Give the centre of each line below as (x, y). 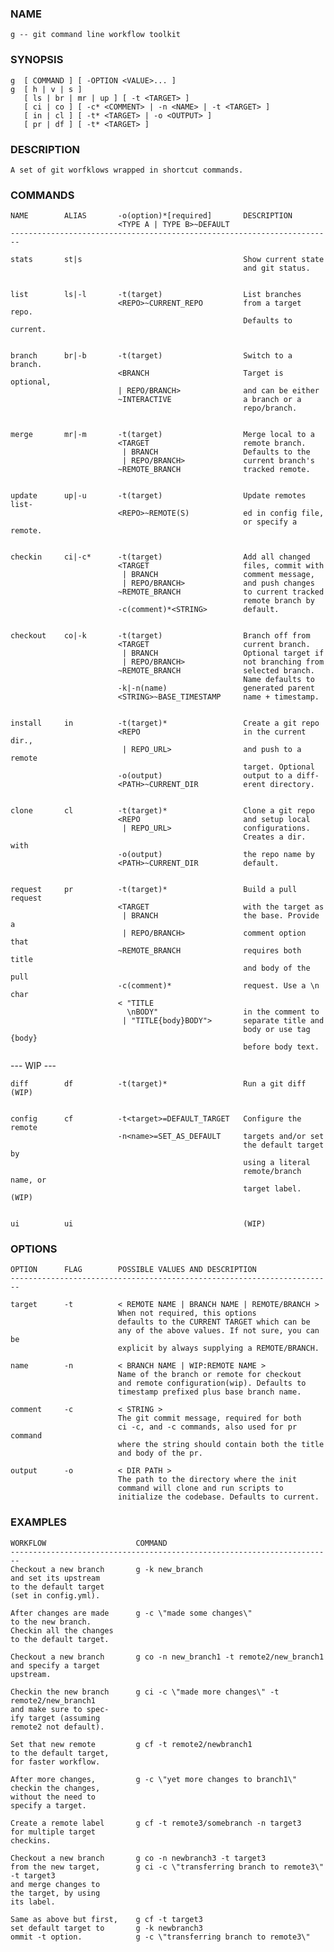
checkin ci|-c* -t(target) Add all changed (160, 557)
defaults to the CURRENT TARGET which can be (214, 1322)
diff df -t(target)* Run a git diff (158, 1084)
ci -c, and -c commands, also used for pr (207, 1427)
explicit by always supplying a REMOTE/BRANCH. (218, 1348)
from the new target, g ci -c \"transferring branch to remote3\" (167, 1867)
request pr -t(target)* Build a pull (154, 890)
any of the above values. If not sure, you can (218, 1331)
